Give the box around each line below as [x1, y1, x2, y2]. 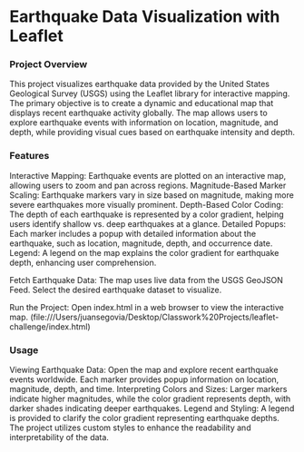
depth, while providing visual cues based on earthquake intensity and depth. [9, 127, 296, 138]
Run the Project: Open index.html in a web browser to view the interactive [9, 301, 284, 312]
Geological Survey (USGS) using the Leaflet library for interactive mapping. [9, 88, 290, 99]
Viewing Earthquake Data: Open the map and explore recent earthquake [9, 365, 279, 376]
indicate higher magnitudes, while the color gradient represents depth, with [9, 393, 291, 405]
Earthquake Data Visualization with [9, 6, 280, 27]
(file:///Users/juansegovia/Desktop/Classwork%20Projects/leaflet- [30, 311, 279, 322]
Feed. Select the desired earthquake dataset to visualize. [9, 284, 222, 295]
